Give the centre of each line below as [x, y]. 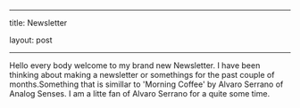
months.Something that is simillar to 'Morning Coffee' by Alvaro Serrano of [146, 84]
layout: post [31, 40]
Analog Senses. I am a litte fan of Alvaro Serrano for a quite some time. [140, 93]
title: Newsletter [38, 23]
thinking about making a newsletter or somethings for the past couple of [142, 75]
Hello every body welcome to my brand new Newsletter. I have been [135, 66]
